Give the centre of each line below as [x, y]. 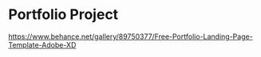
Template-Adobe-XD [42, 44]
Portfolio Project [63, 15]
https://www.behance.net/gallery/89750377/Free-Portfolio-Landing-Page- [130, 36]
